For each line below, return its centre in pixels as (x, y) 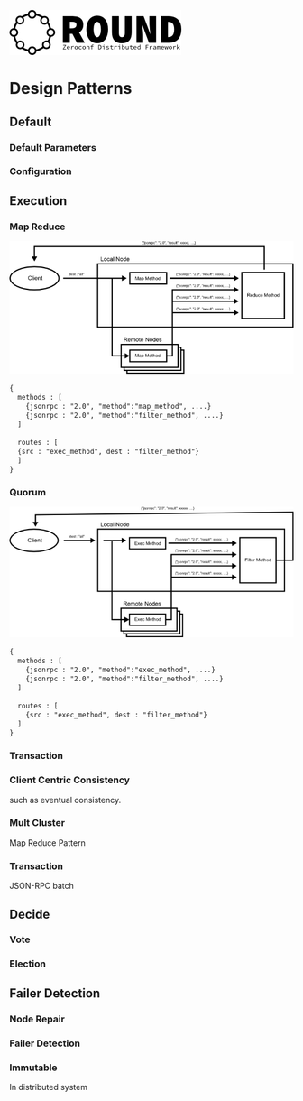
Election (28, 964)
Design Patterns (71, 89)
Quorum (28, 492)
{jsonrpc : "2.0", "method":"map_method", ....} (119, 406)
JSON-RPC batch (42, 886)
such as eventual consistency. (65, 800)
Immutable (33, 1068)
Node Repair (37, 1019)
